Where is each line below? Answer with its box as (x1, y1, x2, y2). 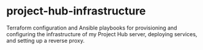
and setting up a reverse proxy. (6, 37, 85, 44)
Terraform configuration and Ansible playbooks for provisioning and (6, 24, 177, 31)
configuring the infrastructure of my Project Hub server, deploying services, (6, 30, 197, 37)
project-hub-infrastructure (6, 4, 146, 18)
